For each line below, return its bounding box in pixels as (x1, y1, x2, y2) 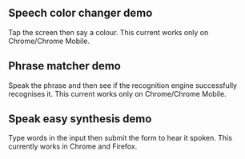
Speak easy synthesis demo (8, 112, 152, 126)
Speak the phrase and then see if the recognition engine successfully (8, 80, 238, 90)
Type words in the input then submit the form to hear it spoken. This (8, 133, 232, 143)
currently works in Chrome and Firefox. (8, 141, 138, 151)
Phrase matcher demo (8, 59, 122, 73)
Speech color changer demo (8, 6, 153, 20)
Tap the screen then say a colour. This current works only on (8, 27, 209, 37)
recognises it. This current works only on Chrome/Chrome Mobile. (8, 89, 227, 98)
